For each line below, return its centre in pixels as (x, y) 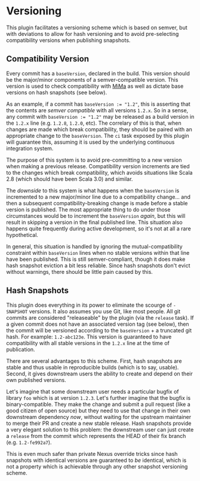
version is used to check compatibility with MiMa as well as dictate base (95, 86)
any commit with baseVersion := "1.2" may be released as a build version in (100, 116)
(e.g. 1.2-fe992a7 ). (29, 442)
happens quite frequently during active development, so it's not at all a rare (99, 229)
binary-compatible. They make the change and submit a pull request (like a (99, 404)
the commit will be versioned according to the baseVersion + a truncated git (99, 330)
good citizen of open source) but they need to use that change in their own (99, 411)
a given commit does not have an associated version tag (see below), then (98, 324)
